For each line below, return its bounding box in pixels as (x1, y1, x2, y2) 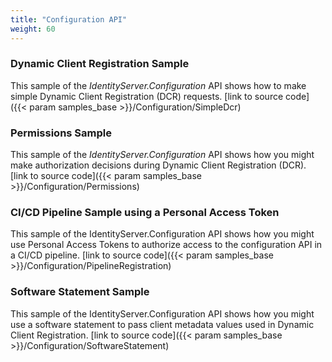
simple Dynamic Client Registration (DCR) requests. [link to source (10, 90, 284, 102)
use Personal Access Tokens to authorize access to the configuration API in (10, 239, 323, 251)
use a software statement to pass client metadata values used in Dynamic (10, 318, 315, 330)
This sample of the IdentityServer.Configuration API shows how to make (10, 79, 307, 91)
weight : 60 (10, 24, 56, 34)
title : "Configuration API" (10, 14, 128, 25)
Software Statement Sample (10, 285, 150, 299)
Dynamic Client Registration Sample (10, 57, 190, 71)
